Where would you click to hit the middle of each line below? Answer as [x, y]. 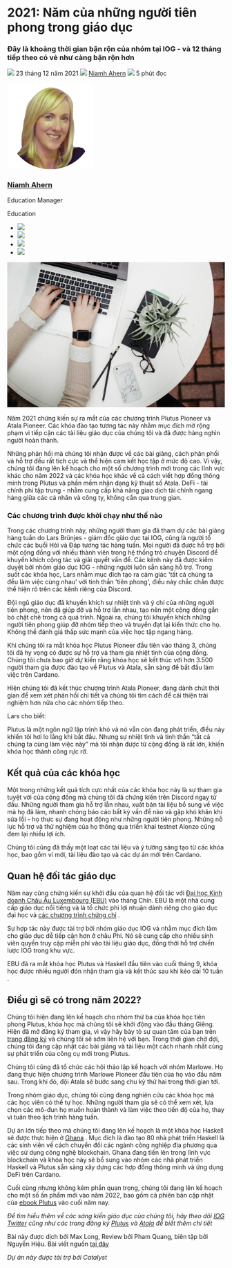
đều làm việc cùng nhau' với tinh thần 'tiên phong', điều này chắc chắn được [116, 582]
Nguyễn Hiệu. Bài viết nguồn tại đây [58, 1244]
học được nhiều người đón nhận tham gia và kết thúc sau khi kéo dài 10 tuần [115, 971]
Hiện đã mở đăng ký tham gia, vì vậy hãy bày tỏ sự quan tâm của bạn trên [112, 1031]
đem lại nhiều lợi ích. [36, 834]
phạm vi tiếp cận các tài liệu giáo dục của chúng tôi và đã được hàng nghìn [114, 432]
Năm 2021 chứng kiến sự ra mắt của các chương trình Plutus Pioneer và [109, 418]
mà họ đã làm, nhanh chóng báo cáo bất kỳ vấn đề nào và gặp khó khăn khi [115, 811]
